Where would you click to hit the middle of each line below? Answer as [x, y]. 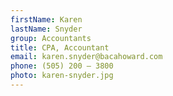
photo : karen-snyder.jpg [62, 76]
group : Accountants [51, 38]
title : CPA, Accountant [60, 47]
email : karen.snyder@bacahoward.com [86, 57]
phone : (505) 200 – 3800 [62, 66]
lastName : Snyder [46, 29]
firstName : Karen [46, 19]
